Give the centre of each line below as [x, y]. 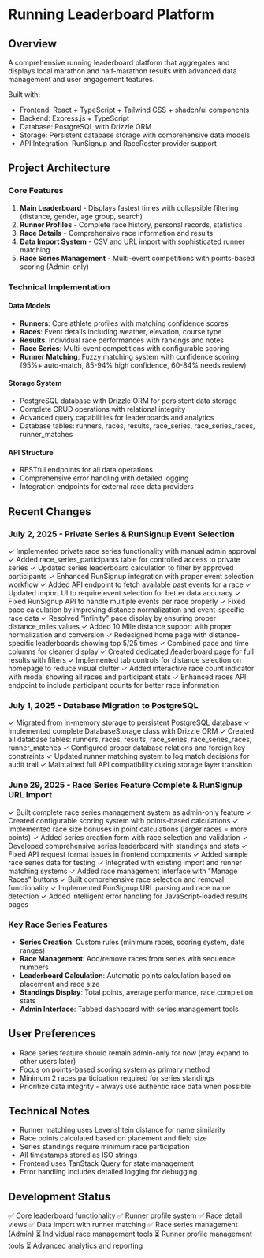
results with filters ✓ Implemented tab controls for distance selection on [125, 659]
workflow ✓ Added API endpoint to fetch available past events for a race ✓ [130, 584]
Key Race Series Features [58, 924]
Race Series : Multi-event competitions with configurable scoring [125, 348]
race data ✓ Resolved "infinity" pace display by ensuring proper [112, 618]
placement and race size [59, 984]
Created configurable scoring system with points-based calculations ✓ [123, 820]
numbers [34, 967]
